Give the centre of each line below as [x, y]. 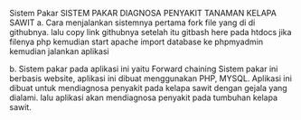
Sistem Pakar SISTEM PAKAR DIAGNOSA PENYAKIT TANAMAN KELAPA [143, 13]
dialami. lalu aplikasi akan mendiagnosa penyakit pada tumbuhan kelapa [144, 97]
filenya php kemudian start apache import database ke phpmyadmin [136, 42]
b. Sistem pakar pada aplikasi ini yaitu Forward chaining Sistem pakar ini [144, 69]
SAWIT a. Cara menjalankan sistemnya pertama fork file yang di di [132, 23]
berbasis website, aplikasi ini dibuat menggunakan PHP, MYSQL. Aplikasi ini [150, 78]
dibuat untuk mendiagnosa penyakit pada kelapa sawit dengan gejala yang [148, 88]
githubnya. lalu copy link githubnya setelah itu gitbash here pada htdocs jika [150, 32]
